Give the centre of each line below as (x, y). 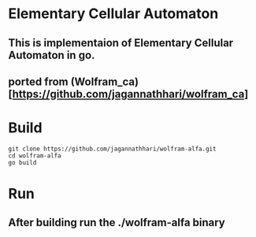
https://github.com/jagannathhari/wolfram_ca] (130, 94)
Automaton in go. (52, 55)
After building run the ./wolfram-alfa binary (117, 222)
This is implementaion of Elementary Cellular (121, 43)
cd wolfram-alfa (35, 156)
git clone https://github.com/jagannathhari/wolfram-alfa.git (112, 149)
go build (22, 162)
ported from (38, 81)
